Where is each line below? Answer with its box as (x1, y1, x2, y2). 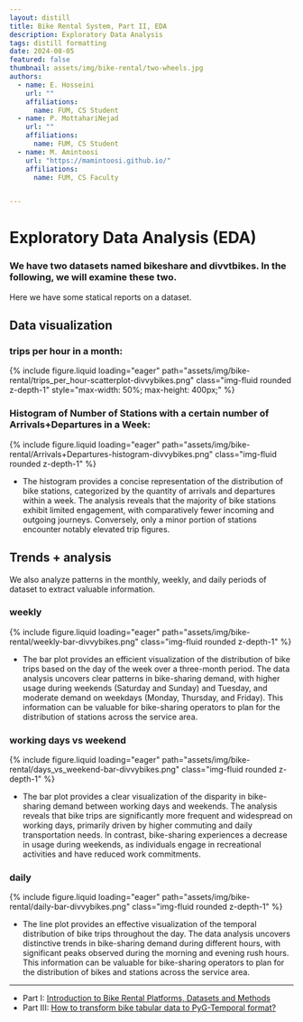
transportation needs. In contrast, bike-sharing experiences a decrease (22, 830, 288, 840)
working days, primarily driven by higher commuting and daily (22, 820, 252, 831)
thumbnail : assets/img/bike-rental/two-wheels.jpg (9, 64, 204, 73)
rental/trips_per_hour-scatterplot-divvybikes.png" (9, 375, 195, 386)
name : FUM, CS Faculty (32, 173, 119, 182)
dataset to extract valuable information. (9, 584, 156, 595)
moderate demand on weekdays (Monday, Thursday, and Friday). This (22, 692, 284, 703)
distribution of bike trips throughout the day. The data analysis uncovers (22, 928, 291, 940)
